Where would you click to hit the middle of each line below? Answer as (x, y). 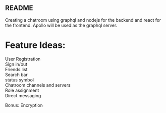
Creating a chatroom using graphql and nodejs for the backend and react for (83, 20)
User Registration (23, 59)
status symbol (19, 80)
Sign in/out (16, 64)
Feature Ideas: (35, 45)
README (19, 8)
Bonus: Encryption (24, 105)
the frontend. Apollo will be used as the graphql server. (61, 25)
